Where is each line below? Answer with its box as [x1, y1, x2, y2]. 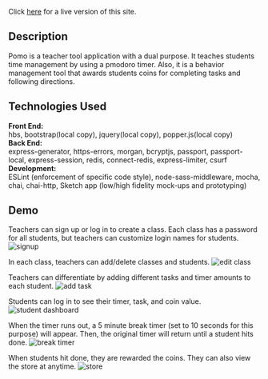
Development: [8, 163, 57, 173]
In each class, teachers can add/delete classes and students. [8, 257, 210, 267]
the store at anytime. [8, 361, 77, 371]
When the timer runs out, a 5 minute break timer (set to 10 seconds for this [8, 321, 254, 330]
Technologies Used [8, 100, 106, 114]
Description [8, 30, 68, 43]
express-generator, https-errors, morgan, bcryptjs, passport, [8, 146, 210, 156]
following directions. [8, 76, 75, 86]
